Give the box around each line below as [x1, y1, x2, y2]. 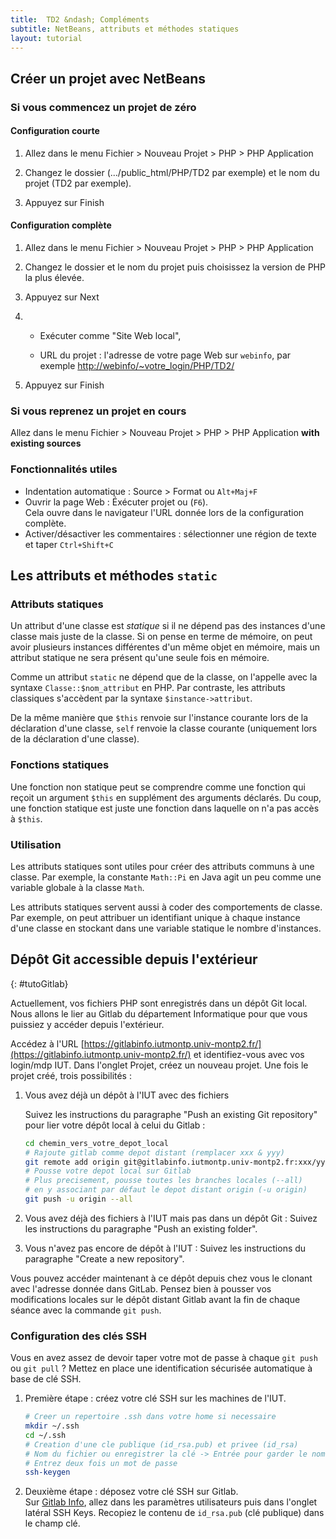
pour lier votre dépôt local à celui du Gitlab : [24, 1119, 206, 1131]
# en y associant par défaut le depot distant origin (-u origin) [24, 1185, 308, 1195]
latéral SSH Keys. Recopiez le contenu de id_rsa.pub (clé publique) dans [24, 1507, 325, 1519]
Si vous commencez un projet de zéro [10, 100, 197, 114]
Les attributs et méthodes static [10, 567, 218, 585]
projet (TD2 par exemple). [24, 177, 132, 189]
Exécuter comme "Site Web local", [39, 330, 182, 342]
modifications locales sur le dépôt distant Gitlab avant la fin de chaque [10, 1293, 301, 1305]
